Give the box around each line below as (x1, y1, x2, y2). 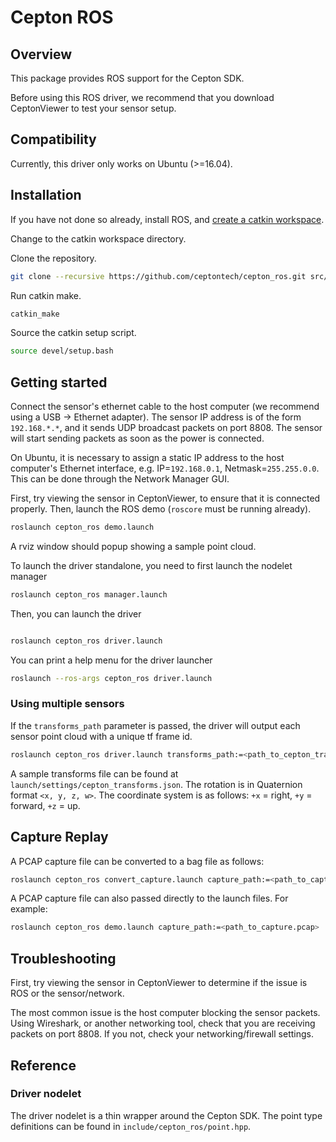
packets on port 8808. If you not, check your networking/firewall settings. (10, 1028, 314, 1040)
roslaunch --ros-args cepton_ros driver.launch (10, 673, 213, 683)
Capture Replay (10, 829, 109, 846)
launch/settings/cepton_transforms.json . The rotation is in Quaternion (10, 778, 303, 790)
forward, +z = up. (10, 799, 81, 811)
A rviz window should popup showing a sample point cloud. (10, 540, 257, 552)
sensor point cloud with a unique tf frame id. (10, 730, 193, 742)
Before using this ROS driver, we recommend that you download (10, 92, 275, 103)
